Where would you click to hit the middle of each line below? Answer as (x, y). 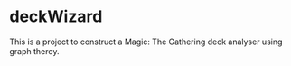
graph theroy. (34, 51)
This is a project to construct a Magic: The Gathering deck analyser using (146, 42)
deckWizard (56, 17)
